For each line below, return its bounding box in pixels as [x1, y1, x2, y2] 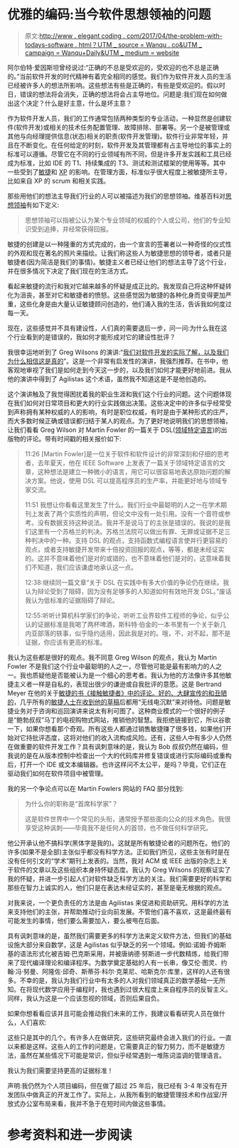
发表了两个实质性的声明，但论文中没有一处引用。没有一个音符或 [37, 509, 225, 518]
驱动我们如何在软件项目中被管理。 [7, 769, 107, 777]
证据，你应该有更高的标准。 [24, 638, 107, 646]
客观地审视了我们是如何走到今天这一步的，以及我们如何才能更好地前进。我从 [7, 366, 232, 374]
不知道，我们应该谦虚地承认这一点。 [31, 563, 137, 571]
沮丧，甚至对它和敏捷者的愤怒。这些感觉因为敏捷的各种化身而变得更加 [19, 291, 225, 299]
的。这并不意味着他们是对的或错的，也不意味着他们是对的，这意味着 [24, 554, 225, 563]
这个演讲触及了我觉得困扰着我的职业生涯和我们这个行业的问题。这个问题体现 [7, 390, 232, 398]
